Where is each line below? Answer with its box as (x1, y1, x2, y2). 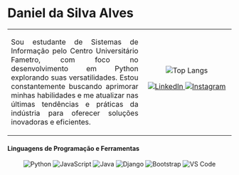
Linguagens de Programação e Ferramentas (7, 144, 140, 152)
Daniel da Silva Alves (7, 5, 134, 21)
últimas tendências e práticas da (11, 99, 139, 109)
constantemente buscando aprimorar (11, 81, 139, 91)
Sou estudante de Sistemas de (11, 37, 139, 47)
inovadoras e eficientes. (11, 117, 91, 127)
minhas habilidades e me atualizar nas (11, 90, 139, 100)
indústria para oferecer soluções (11, 108, 139, 118)
